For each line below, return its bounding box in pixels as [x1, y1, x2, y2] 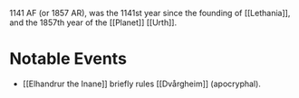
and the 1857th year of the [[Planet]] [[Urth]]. [9, 17, 178, 28]
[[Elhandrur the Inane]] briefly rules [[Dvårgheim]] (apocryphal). [22, 78, 261, 89]
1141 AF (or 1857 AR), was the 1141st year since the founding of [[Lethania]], [9, 8, 291, 18]
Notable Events [9, 49, 127, 69]
